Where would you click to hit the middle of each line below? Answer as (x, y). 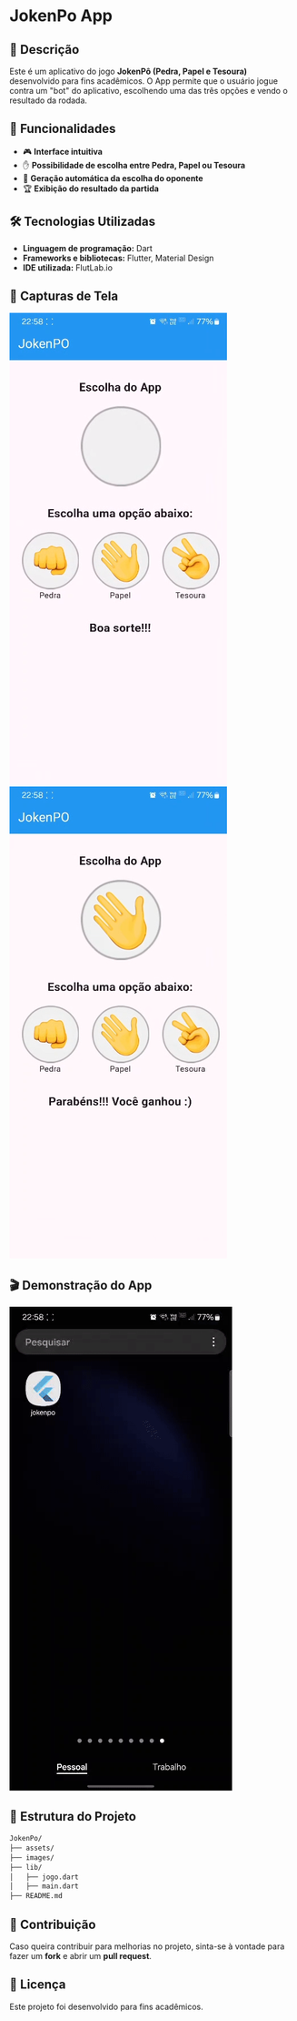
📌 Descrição (45, 50)
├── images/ (32, 1858)
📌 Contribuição (53, 1924)
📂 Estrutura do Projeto (73, 1817)
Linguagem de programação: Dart (87, 248)
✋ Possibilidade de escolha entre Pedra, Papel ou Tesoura (134, 165)
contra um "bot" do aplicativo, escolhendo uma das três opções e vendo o (148, 91)
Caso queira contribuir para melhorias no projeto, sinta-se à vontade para (147, 1946)
